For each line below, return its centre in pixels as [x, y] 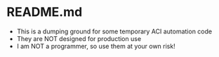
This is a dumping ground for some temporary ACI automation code [114, 31]
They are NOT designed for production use [79, 38]
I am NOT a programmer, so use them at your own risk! [96, 46]
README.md [45, 12]
